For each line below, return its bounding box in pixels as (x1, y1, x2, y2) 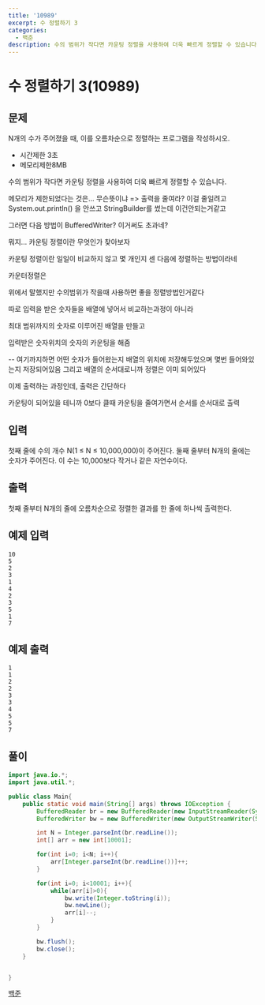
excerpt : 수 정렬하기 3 (8, 19, 78, 27)
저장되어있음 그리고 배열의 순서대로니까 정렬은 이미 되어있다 (22, 365, 207, 374)
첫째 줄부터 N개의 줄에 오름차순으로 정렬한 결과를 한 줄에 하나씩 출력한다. (8, 503, 233, 513)
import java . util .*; (8, 778, 77, 786)
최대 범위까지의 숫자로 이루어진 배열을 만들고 (8, 321, 146, 331)
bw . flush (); (36, 937, 77, 946)
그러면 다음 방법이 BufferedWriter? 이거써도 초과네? (8, 220, 168, 230)
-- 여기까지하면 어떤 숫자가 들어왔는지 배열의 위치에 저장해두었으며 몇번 (8, 354, 227, 364)
